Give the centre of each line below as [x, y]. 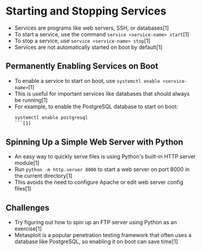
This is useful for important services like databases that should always [102, 93]
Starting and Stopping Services [86, 11]
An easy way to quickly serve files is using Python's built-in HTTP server [105, 157]
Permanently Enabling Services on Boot [82, 66]
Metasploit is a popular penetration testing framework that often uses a [103, 235]
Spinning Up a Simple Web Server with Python [95, 142]
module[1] [27, 163]
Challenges [28, 208]
